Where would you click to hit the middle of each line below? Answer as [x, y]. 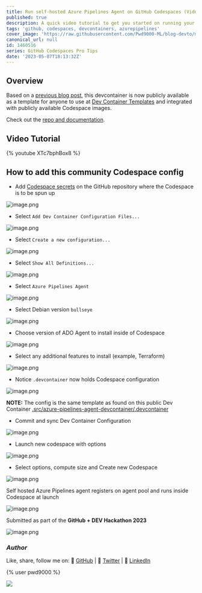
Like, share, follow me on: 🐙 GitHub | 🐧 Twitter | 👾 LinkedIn [78, 561]
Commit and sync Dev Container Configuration [73, 421]
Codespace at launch [32, 497]
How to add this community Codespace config [95, 172]
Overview [25, 81]
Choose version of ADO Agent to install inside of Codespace [90, 333]
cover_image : [23, 34]
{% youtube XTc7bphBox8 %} [43, 153]
